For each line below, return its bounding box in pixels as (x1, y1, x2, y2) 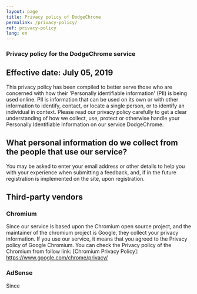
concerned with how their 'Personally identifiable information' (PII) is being (6, 89, 187, 97)
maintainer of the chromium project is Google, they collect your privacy (6, 229, 179, 236)
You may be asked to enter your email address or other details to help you (6, 163, 185, 170)
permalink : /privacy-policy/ (6, 19, 78, 25)
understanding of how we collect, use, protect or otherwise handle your (6, 114, 180, 121)
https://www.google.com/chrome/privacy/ (6, 254, 108, 261)
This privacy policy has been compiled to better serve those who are (6, 83, 172, 90)
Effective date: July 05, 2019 (6, 68, 113, 78)
